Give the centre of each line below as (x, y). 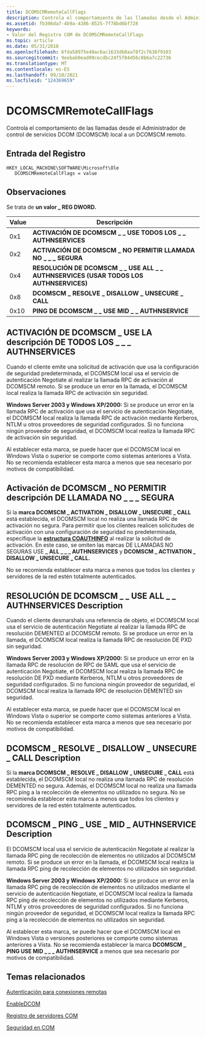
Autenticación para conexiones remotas (57, 992)
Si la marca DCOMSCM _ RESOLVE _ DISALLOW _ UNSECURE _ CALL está (101, 772)
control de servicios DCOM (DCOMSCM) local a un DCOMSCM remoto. (96, 135)
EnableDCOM (24, 1004)
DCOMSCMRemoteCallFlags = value (56, 173)
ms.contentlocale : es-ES (38, 69)
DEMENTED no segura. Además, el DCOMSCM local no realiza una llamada (101, 785)
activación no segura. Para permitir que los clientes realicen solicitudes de (100, 525)
